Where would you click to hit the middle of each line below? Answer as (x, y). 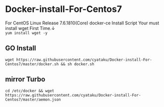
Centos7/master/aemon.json (33, 100)
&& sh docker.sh (77, 64)
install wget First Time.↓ (30, 28)
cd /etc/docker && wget (30, 91)
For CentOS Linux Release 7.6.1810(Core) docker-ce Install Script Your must (82, 23)
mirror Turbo (25, 79)
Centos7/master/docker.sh (32, 64)
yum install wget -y (27, 33)
